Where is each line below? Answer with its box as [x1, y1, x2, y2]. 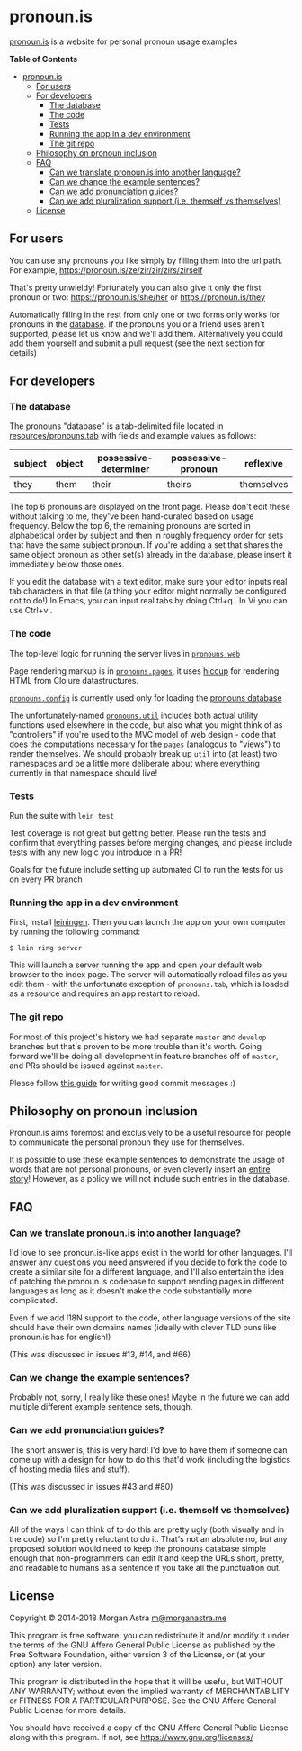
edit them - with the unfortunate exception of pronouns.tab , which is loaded [9, 979, 289, 990]
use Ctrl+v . [9, 605, 53, 616]
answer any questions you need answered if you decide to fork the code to [9, 1257, 288, 1267]
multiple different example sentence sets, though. [9, 1402, 193, 1412]
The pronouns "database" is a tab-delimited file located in [9, 421, 224, 431]
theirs [166, 478, 191, 491]
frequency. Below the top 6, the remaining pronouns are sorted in [9, 521, 252, 531]
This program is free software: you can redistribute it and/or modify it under [9, 1629, 289, 1640]
